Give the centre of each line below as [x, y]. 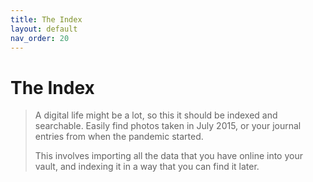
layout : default [44, 29]
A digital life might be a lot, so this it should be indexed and [156, 115]
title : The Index [46, 19]
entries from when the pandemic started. [119, 137]
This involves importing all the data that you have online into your [168, 156]
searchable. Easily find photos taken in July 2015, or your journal [168, 126]
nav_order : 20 [40, 38]
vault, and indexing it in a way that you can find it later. [147, 167]
